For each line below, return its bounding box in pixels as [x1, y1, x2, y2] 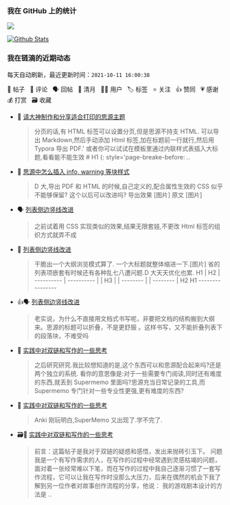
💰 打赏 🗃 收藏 [7, 96, 51, 104]
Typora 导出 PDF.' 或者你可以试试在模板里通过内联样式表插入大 [34, 144, 213, 153]
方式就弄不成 [40, 230, 77, 238]
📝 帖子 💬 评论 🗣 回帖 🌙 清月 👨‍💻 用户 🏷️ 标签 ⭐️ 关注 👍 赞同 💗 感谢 [7, 85, 219, 93]
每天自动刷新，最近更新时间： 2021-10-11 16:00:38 [7, 70, 150, 78]
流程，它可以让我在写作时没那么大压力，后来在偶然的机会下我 [40, 473, 215, 481]
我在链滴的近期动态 [7, 54, 71, 63]
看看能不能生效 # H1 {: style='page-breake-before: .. [42, 153, 191, 161]
